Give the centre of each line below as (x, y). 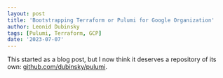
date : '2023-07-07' (36, 40)
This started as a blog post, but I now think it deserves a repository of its (112, 59)
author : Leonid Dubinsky (43, 26)
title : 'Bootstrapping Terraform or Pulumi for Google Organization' (111, 20)
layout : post (26, 14)
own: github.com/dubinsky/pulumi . (57, 67)
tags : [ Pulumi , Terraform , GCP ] (54, 33)
